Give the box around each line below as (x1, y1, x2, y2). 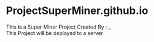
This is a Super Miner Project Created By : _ (6, 23, 111, 30)
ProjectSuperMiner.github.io (6, 4, 148, 17)
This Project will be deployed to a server (6, 29, 104, 36)
